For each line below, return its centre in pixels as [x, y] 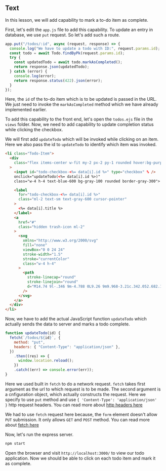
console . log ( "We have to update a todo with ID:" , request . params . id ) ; [85, 48]
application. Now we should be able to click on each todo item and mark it [80, 458]
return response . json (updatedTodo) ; [52, 67]
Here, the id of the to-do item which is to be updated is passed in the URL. [81, 99]
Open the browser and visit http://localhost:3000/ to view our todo [75, 453]
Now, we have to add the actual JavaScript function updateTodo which [76, 319]
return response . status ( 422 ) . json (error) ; [58, 80]
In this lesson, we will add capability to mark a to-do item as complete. [77, 20]
